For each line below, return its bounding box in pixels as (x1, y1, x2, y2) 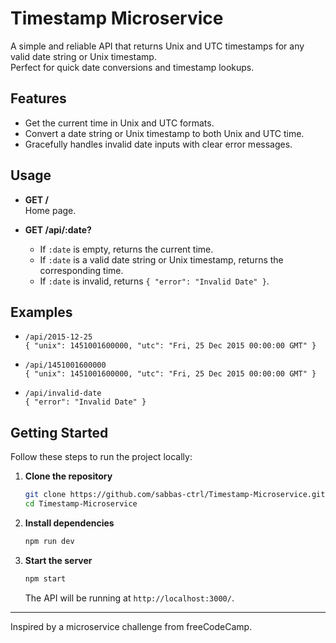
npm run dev (24, 536, 75, 546)
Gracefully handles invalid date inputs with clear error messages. (24, 138, 293, 150)
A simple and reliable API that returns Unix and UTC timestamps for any (10, 40, 305, 52)
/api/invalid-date (24, 388, 102, 399)
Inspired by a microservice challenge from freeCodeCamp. (10, 620, 253, 632)
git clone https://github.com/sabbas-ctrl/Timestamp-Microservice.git (24, 490, 326, 500)
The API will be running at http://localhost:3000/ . (24, 592, 235, 604)
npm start (24, 573, 67, 584)
